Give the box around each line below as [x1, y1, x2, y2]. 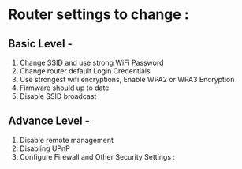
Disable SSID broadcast [19, 92, 97, 100]
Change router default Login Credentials [19, 66, 151, 76]
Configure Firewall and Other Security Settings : [19, 152, 176, 161]
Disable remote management [19, 135, 114, 145]
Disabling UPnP [19, 144, 71, 153]
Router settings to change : [8, 6, 189, 24]
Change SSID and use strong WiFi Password [19, 58, 164, 67]
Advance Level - [8, 115, 91, 128]
